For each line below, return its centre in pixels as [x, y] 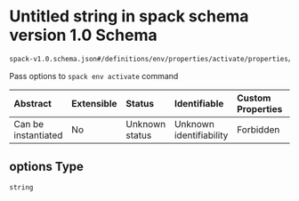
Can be [29, 124]
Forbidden [259, 129]
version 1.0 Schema [83, 35]
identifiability [201, 135]
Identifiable [199, 103]
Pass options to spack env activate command [94, 76]
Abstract [32, 103]
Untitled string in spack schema [129, 16]
